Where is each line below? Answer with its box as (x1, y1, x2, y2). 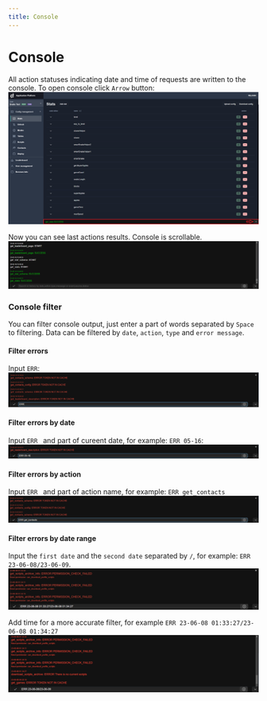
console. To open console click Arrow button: (8, 83, 155, 92)
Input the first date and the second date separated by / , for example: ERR (8, 551, 251, 561)
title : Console (8, 13, 59, 21)
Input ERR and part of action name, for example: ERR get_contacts (8, 487, 226, 497)
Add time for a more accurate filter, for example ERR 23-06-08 (8, 617, 208, 628)
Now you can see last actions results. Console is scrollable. (8, 232, 203, 242)
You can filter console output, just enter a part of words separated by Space (8, 319, 254, 329)
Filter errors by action (8, 469, 82, 479)
